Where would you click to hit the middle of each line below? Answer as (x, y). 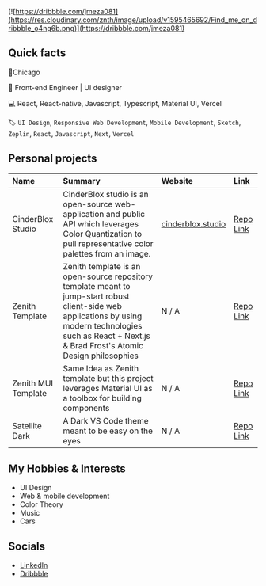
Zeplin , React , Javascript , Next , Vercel (71, 133)
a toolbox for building (103, 398)
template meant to (97, 286)
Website (177, 181)
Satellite (27, 425)
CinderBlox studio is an (106, 194)
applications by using (103, 316)
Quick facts (37, 53)
